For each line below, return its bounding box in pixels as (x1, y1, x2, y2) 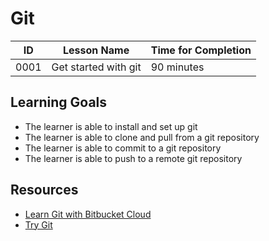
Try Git (24, 218, 53, 231)
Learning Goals (10, 94, 108, 111)
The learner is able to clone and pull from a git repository (24, 131, 260, 143)
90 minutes (150, 60, 205, 74)
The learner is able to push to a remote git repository (24, 152, 243, 164)
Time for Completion (150, 43, 252, 57)
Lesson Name (63, 43, 130, 57)
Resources (10, 182, 79, 199)
